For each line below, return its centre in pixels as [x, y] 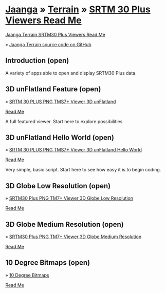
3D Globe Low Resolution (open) [58, 186]
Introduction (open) [37, 61]
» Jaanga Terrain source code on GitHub [48, 44]
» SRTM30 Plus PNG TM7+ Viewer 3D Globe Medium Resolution [73, 237]
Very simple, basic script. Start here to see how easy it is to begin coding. [83, 170]
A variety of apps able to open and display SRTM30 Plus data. [71, 73]
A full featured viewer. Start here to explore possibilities [64, 121]
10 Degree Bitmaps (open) [48, 263]
